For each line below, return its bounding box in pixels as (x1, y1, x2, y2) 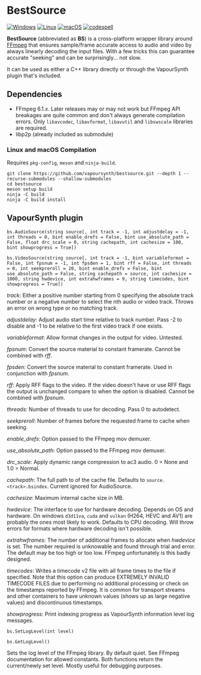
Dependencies (7, 89, 62, 99)
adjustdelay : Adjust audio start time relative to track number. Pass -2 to (7, 316, 182, 323)
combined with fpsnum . (7, 394, 65, 401)
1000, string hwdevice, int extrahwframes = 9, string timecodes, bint (7, 276, 189, 282)
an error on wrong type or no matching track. (7, 304, 118, 311)
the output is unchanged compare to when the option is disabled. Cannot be (7, 387, 195, 395)
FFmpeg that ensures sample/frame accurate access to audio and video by (7, 41, 192, 48)
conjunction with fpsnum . (7, 369, 69, 377)
